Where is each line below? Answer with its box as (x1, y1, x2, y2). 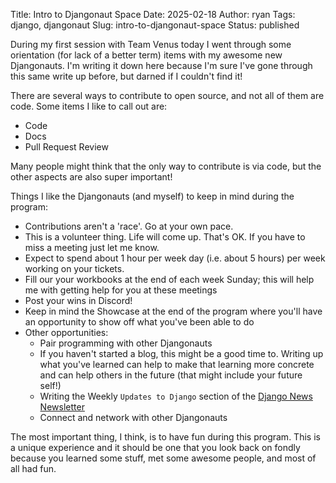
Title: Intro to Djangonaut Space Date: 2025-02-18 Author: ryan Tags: (10, 9, 296, 20)
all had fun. (10, 463, 57, 474)
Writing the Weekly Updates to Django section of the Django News (39, 390, 313, 402)
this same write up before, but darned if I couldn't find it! (10, 70, 243, 82)
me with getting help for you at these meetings (24, 284, 218, 296)
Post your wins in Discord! (24, 295, 133, 306)
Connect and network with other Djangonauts (39, 412, 228, 423)
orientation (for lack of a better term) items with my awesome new (10, 49, 283, 61)
